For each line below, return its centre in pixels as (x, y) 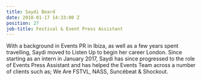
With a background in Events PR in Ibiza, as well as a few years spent (93, 46)
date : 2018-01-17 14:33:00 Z (43, 18)
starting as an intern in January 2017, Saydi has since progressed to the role (101, 59)
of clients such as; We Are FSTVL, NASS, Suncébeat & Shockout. (87, 72)
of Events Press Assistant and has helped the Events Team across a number (101, 65)
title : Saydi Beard (31, 12)
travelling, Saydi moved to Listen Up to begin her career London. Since (94, 53)
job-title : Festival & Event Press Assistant (64, 29)
